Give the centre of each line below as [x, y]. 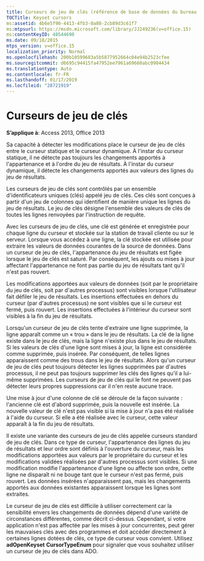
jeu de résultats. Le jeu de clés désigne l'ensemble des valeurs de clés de [99, 208]
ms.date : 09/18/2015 [32, 40]
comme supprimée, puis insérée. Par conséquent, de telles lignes [88, 354]
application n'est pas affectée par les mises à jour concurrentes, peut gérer [100, 525]
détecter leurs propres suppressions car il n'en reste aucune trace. [90, 386]
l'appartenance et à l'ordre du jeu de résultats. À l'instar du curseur [90, 164]
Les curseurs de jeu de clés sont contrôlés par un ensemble [81, 188]
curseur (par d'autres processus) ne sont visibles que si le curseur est [94, 303]
